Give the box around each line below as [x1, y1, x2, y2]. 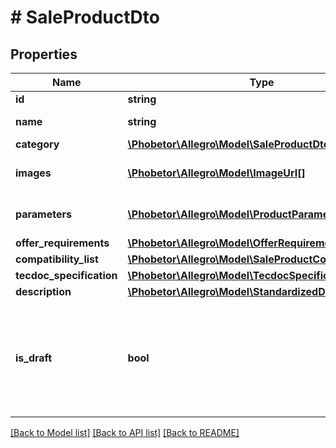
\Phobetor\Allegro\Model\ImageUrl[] [127, 166, 306, 180]
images [15, 166, 52, 180]
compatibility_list [15, 252, 99, 266]
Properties [10, 46, 78, 63]
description [15, 285, 72, 298]
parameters [15, 207, 72, 221]
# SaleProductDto [10, 6, 160, 29]
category [15, 137, 60, 151]
